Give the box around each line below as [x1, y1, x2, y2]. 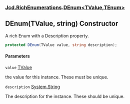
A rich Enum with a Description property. [5, 32, 89, 38]
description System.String [5, 83, 60, 89]
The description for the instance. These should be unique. [5, 93, 125, 99]
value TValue [5, 64, 32, 70]
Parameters [5, 53, 30, 59]
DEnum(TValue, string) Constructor [5, 19, 118, 28]
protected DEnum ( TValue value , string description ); [5, 42, 117, 47]
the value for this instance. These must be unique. [5, 74, 108, 80]
